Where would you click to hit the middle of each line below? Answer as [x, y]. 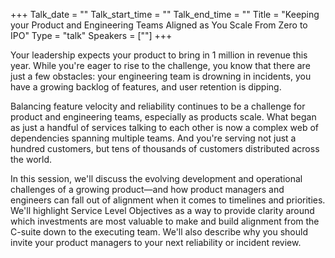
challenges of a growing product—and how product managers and [147, 189]
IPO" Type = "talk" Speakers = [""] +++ [91, 35]
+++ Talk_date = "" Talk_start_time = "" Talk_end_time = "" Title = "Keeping [165, 14]
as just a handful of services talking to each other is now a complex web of [165, 127]
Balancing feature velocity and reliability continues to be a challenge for [158, 106]
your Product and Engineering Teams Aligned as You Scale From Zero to [159, 25]
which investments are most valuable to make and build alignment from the [165, 221]
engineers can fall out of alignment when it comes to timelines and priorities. [168, 200]
